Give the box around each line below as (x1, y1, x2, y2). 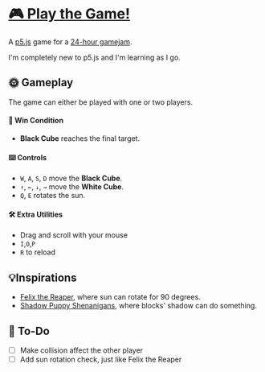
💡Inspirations (8, 271, 77, 284)
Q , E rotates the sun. (19, 191, 86, 200)
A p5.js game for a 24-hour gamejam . (8, 36, 132, 47)
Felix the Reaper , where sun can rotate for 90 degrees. (19, 292, 201, 302)
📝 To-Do (8, 324, 50, 337)
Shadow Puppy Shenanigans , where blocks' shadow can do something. (19, 301, 257, 311)
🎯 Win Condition (8, 116, 64, 126)
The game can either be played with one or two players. (8, 97, 194, 107)
